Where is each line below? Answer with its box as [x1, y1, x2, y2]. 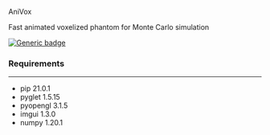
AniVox [8, 7, 32, 16]
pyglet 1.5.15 [19, 92, 60, 102]
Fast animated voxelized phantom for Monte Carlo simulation [8, 22, 210, 31]
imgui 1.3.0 [19, 109, 56, 119]
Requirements [8, 58, 65, 69]
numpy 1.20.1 [19, 118, 63, 128]
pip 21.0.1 [19, 84, 51, 93]
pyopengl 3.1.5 [19, 100, 68, 111]
